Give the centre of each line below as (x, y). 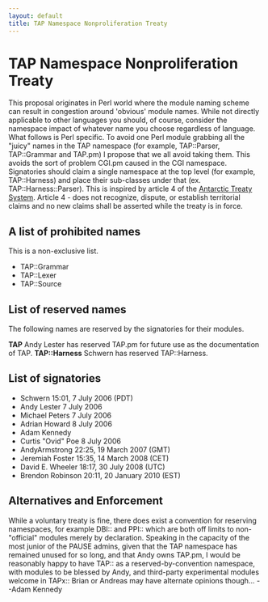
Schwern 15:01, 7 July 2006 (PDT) (76, 398)
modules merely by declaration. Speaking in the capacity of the (144, 537)
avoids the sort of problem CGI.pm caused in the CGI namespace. (118, 163)
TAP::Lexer (38, 275)
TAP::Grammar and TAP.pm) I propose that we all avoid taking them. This (129, 155)
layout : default (36, 16)
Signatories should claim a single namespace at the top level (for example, (132, 172)
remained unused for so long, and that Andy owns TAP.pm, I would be (124, 554)
